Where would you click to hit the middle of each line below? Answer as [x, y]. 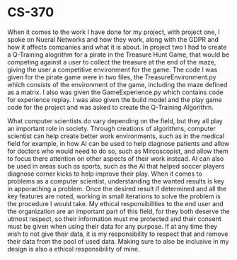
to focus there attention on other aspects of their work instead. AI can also [116, 158]
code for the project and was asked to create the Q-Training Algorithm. [110, 107]
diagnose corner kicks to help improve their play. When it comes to [105, 174]
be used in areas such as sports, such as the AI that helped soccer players [116, 166]
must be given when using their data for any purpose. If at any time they [112, 226]
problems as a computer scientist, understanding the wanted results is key [116, 181]
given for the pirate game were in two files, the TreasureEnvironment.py [112, 77]
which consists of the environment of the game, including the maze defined [117, 84]
